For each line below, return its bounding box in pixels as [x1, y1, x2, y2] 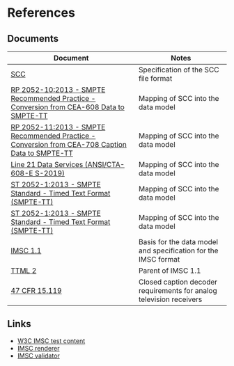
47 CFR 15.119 [10, 286, 62, 295]
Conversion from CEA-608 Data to [10, 102, 125, 112]
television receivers [138, 294, 203, 304]
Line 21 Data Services [10, 160, 84, 169]
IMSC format [138, 255, 180, 264]
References [7, 5, 75, 21]
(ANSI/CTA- [84, 160, 125, 169]
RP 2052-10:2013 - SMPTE [10, 85, 106, 95]
